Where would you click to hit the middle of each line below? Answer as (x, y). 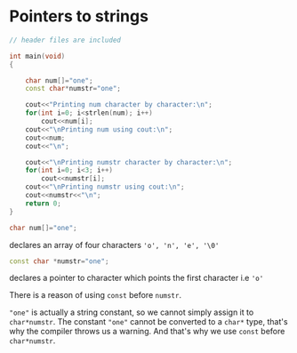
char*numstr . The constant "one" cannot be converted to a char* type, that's (148, 322)
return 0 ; (44, 203)
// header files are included (65, 40)
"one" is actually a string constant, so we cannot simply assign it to (132, 312)
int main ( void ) (37, 56)
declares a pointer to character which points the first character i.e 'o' (136, 278)
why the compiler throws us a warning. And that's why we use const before (147, 332)
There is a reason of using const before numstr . (96, 295)
